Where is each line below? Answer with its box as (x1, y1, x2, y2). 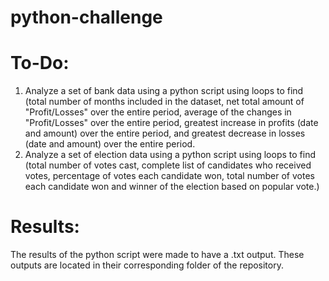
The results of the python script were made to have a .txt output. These (10, 249, 305, 261)
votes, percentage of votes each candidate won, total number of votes (24, 170, 315, 182)
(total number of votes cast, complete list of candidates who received (24, 159, 312, 171)
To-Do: (10, 52, 70, 75)
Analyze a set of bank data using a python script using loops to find (24, 85, 304, 97)
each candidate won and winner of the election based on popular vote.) (24, 181, 320, 193)
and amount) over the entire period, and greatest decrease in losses (24, 127, 306, 140)
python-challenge (10, 6, 163, 29)
